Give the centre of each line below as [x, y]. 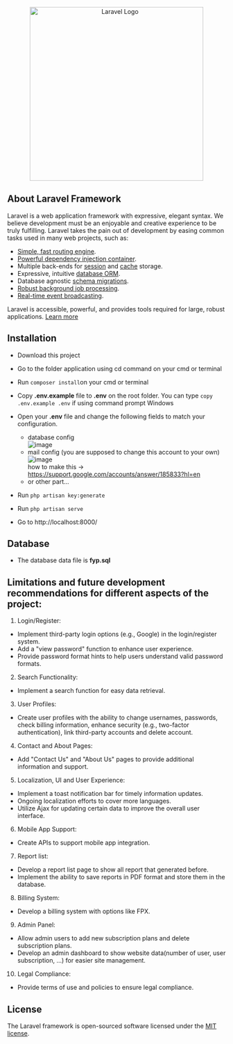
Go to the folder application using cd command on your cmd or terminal [119, 368]
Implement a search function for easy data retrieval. [91, 691]
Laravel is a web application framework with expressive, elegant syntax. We [115, 215]
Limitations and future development [86, 582]
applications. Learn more [43, 316]
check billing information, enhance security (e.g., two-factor [103, 725]
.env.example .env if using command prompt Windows [95, 402]
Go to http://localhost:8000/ [57, 522]
